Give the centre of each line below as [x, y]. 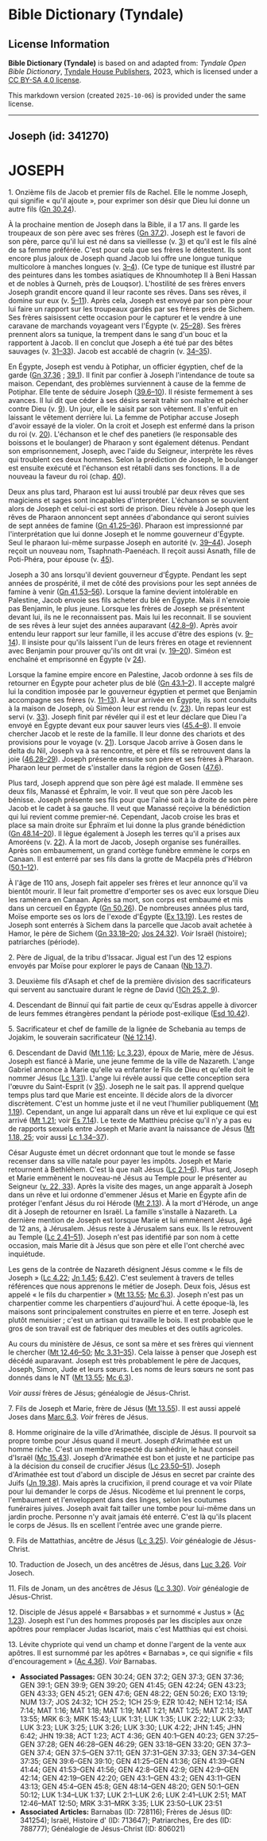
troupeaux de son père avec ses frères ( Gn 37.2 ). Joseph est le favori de [127, 233]
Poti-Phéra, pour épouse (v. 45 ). [61, 560]
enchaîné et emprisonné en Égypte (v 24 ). [77, 659]
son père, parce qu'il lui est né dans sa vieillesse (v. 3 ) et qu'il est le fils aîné [132, 242]
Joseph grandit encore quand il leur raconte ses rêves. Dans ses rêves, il [127, 293]
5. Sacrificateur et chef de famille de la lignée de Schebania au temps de [127, 1029]
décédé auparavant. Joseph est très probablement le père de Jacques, [124, 1361]
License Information [59, 44]
